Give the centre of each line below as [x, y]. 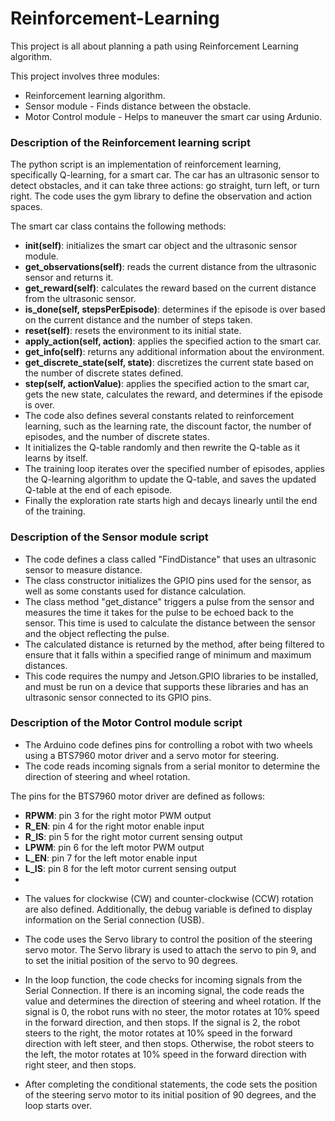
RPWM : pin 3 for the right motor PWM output [118, 815]
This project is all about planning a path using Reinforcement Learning [154, 46]
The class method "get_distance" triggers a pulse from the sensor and [169, 601]
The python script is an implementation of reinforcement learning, [146, 164]
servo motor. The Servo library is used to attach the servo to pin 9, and [170, 949]
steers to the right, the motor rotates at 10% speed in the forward [158, 1033]
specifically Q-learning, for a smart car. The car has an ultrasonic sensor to [165, 175]
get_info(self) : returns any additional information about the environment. [174, 352]
